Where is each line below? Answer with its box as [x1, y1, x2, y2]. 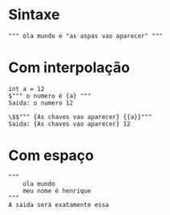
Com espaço [8, 146, 95, 165]
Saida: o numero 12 [8, 98, 74, 107]
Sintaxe [8, 6, 60, 24]
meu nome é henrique [22, 186, 91, 195]
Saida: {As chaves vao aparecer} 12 [8, 120, 131, 128]
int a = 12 [8, 85, 45, 93]
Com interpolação [8, 58, 131, 77]
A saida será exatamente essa [8, 201, 110, 209]
